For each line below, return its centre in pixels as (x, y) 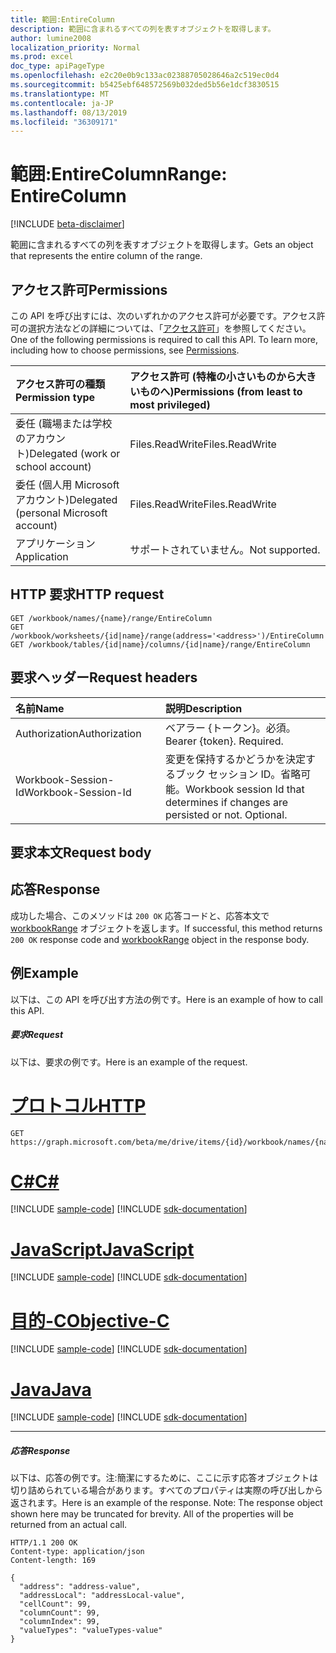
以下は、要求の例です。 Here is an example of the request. (129, 1062)
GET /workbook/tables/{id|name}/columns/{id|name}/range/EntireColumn (160, 644)
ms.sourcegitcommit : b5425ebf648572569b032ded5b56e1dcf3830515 (145, 85)
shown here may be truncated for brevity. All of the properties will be (152, 1514)
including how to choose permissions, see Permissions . (125, 350)
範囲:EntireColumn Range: (119, 174)
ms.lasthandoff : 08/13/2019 (69, 112)
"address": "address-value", (80, 1587)
